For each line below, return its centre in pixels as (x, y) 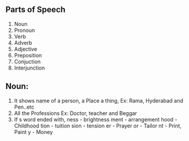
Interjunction (29, 68)
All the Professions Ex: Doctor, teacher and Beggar (75, 113)
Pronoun (24, 30)
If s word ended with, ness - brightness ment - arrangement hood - (96, 119)
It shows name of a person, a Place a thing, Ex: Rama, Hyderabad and (99, 100)
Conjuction (27, 61)
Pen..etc (24, 107)
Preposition (28, 55)
